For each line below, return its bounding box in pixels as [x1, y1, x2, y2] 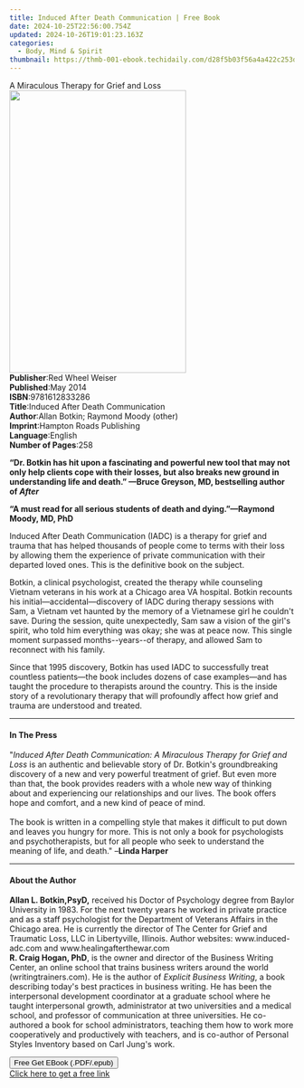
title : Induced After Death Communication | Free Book [9, 13, 221, 23]
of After [9, 486, 39, 497]
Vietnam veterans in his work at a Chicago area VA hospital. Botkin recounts [9, 587, 293, 597]
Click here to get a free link [9, 1068, 110, 1079]
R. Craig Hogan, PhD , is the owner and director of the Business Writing [9, 952, 274, 963]
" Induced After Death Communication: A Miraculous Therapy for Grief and [9, 750, 288, 761]
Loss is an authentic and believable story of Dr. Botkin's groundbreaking [9, 759, 279, 770]
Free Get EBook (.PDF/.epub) [14, 1058, 114, 1068]
